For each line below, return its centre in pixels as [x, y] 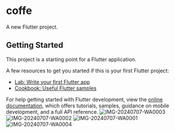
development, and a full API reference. [52, 111]
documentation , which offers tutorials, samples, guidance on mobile [87, 106]
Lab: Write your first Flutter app [52, 82]
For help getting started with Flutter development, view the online [85, 99]
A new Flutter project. [32, 27]
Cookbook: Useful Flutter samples [55, 88]
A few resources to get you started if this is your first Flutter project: [87, 71]
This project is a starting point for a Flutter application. [71, 59]
